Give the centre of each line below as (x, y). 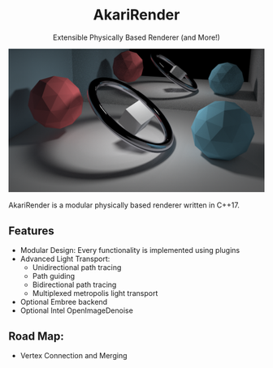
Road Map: (37, 336)
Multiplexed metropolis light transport (95, 293)
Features (31, 231)
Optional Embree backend (64, 302)
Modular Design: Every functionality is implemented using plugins (130, 250)
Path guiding (54, 276)
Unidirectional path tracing (77, 267)
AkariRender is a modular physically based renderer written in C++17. (124, 205)
